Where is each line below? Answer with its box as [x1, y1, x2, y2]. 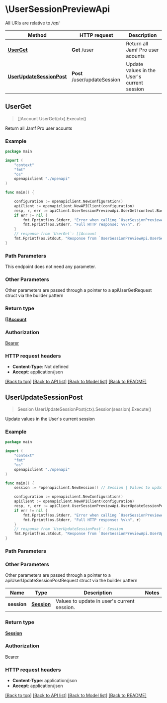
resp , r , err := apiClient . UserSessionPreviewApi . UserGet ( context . [14, 208, 157, 213]
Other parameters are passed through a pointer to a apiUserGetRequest [5, 287, 152, 293]
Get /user [72, 46, 94, 53]
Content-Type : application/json [12, 678, 77, 684]
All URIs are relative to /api [5, 20, 60, 26]
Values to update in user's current [55, 598, 135, 605]
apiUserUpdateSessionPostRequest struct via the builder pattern [5, 578, 138, 584]
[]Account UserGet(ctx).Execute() [17, 115, 86, 121]
